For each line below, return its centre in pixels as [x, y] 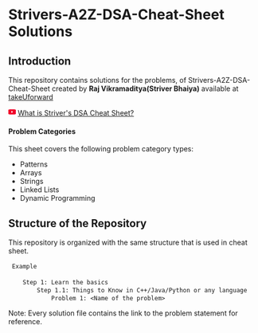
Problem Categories [42, 131]
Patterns [33, 164]
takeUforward [31, 97]
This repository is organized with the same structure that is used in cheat [128, 243]
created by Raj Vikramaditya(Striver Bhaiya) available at [145, 88]
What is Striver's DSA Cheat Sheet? [76, 113]
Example [24, 267]
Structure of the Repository [78, 223]
